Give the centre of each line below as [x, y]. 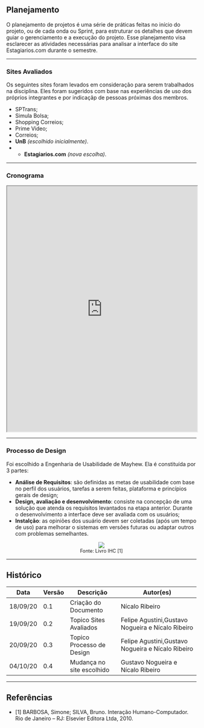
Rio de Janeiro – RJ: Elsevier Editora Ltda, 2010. [74, 718]
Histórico [24, 575]
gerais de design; [37, 495]
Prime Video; [31, 129]
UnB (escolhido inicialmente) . [52, 141]
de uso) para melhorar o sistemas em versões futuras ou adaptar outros [104, 527]
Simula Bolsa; [32, 116]
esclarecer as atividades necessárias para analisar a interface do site [92, 44]
